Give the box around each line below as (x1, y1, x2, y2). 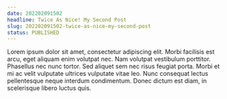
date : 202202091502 (7, 10, 63, 17)
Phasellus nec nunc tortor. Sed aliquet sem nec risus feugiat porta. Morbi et (7, 62, 220, 70)
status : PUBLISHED (7, 29, 59, 36)
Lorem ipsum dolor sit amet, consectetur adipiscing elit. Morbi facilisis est (7, 48, 215, 56)
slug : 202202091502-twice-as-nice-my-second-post (7, 23, 152, 29)
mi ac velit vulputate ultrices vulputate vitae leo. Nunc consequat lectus (7, 70, 209, 78)
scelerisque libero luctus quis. (7, 84, 92, 92)
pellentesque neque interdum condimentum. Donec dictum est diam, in (7, 76, 207, 85)
